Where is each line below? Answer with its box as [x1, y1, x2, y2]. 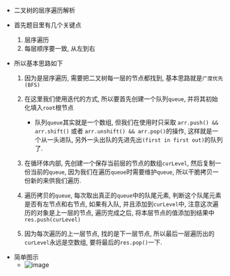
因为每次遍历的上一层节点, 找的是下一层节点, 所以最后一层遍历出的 [24, 229, 215, 238]
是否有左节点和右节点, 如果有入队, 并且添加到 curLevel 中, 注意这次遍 [24, 200, 219, 208]
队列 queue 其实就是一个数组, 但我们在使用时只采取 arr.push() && [34, 118, 219, 127]
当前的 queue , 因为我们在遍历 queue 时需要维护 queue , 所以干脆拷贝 [30, 168, 213, 176]
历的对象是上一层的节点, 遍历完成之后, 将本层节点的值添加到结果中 [24, 209, 215, 217]
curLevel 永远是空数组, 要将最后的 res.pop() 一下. [24, 238, 162, 246]
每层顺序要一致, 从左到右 [24, 44, 95, 52]
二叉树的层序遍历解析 [13, 6, 75, 14]
